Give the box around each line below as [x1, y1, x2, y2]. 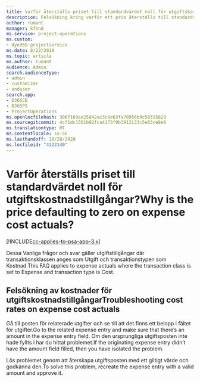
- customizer [6, 81, 39, 87]
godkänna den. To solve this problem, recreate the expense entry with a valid [6, 363, 194, 370]
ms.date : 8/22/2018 [6, 48, 55, 54]
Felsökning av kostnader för [6, 285, 112, 296]
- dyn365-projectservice [6, 42, 68, 48]
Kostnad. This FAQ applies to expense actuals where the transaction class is [6, 262, 192, 269]
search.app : [6, 92, 36, 98]
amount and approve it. [6, 369, 64, 377]
